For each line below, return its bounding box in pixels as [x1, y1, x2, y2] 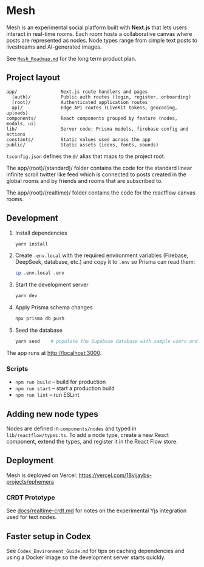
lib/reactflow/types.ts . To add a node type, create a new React [6, 431, 169, 439]
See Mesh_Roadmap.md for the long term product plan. [6, 55, 137, 62]
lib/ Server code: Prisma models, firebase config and [6, 126, 189, 132]
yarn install [15, 241, 49, 247]
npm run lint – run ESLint [15, 391, 80, 399]
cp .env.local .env [15, 270, 65, 277]
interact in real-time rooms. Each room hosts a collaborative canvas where [6, 30, 192, 37]
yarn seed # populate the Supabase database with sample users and [15, 338, 198, 345]
